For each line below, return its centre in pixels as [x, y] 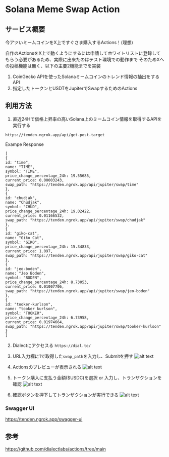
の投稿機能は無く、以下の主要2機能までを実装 [53, 66]
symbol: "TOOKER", [24, 313]
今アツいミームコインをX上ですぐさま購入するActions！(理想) [69, 42]
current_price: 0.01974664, [35, 322]
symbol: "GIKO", [22, 242]
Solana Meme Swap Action [63, 9]
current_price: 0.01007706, [35, 287]
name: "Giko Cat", [24, 238]
